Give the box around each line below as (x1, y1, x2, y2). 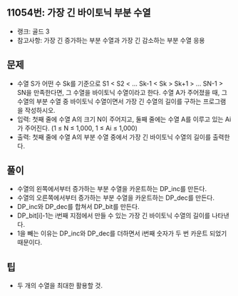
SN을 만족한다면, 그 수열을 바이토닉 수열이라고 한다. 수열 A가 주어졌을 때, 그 (16, 88, 227, 96)
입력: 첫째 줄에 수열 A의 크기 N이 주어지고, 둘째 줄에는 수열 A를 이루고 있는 (16, 115, 224, 123)
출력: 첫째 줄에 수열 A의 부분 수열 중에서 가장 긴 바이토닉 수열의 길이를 (16, 133, 212, 141)
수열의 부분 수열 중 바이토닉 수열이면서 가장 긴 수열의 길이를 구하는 (16, 97, 202, 106)
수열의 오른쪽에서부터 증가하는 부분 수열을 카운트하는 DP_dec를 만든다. (16, 193, 215, 202)
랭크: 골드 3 (16, 27, 50, 36)
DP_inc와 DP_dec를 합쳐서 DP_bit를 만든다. (16, 203, 140, 211)
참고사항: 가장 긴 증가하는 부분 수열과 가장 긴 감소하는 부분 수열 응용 (16, 36, 205, 44)
